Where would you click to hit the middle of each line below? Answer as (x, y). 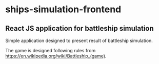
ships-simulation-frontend (63, 9)
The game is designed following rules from (51, 50)
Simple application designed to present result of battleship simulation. (79, 40)
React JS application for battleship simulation (79, 28)
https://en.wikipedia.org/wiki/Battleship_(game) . (56, 56)
